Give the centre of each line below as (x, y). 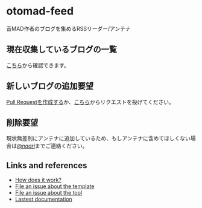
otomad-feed (40, 11)
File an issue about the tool (49, 193)
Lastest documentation (43, 199)
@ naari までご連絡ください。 (52, 146)
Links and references (47, 165)
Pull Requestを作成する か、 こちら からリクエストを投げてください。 (90, 102)
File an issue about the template (55, 186)
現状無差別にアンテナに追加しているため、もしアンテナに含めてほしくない (99, 138)
